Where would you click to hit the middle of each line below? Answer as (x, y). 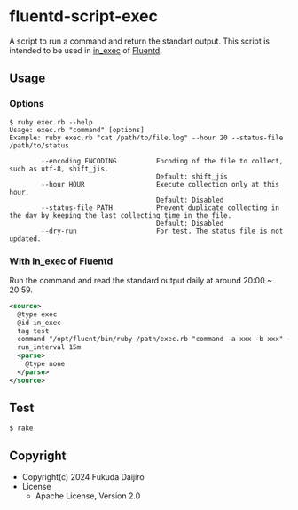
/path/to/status (39, 145)
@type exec (37, 314)
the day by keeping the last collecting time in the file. (121, 215)
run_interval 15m (49, 347)
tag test (33, 331)
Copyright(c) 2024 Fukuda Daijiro (83, 477)
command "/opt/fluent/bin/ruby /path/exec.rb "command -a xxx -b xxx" (150, 339)
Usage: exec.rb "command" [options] (77, 130)
